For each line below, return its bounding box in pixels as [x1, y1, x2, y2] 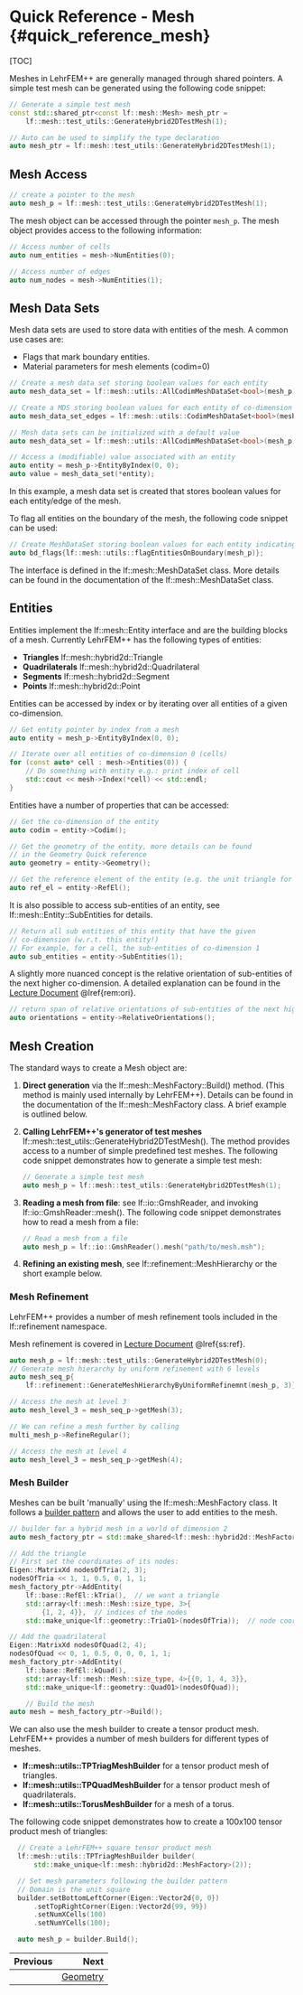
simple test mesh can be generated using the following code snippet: [9, 82, 266, 93]
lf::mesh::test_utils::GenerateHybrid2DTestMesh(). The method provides [22, 1136, 290, 1147]
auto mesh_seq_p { [9, 1372, 75, 1382]
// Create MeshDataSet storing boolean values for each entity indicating [9, 540, 297, 549]
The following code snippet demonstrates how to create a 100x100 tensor [9, 1816, 283, 1827]
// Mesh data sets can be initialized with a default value [9, 427, 241, 437]
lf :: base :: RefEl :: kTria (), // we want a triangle [25, 1590, 220, 1600]
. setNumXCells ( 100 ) [32, 1910, 106, 1919]
